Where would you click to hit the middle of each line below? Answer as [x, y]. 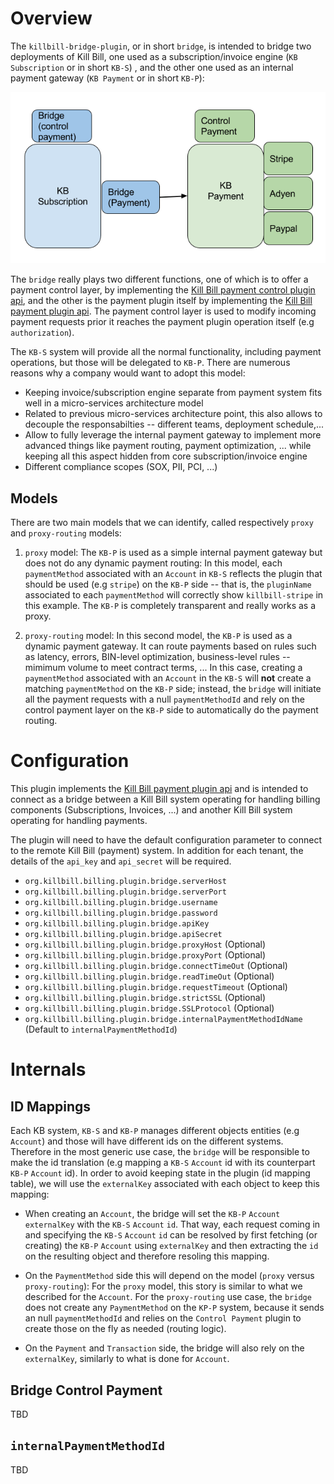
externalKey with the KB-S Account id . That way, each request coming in [172, 1224]
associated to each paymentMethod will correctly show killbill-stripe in [174, 595]
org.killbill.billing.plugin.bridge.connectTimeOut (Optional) [156, 966]
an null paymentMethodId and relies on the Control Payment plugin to [163, 1318]
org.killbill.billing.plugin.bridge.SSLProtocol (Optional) [149, 1008]
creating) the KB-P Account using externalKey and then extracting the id [171, 1246]
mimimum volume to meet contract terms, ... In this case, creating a [163, 668]
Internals [48, 1069]
